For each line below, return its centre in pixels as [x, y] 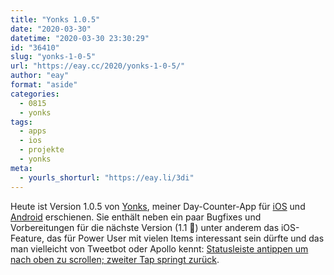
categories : [35, 94]
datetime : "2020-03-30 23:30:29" [80, 38]
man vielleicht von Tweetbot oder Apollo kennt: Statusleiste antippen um [159, 248]
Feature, [27, 238]
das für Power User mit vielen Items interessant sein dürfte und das [185, 238]
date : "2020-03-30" [51, 29]
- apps [33, 131]
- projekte [42, 150]
